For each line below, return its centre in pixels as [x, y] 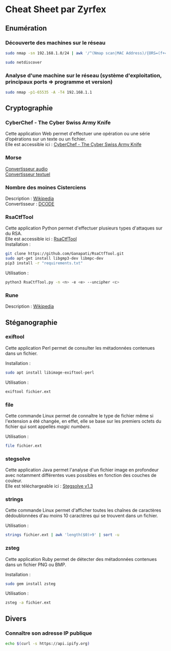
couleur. [14, 481]
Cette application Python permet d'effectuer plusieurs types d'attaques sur [84, 228]
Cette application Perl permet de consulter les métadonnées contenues [80, 348]
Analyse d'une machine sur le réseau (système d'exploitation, [83, 75]
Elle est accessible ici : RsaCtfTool [41, 239]
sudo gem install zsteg [31, 584]
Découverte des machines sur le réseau [55, 43]
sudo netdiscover [24, 62]
